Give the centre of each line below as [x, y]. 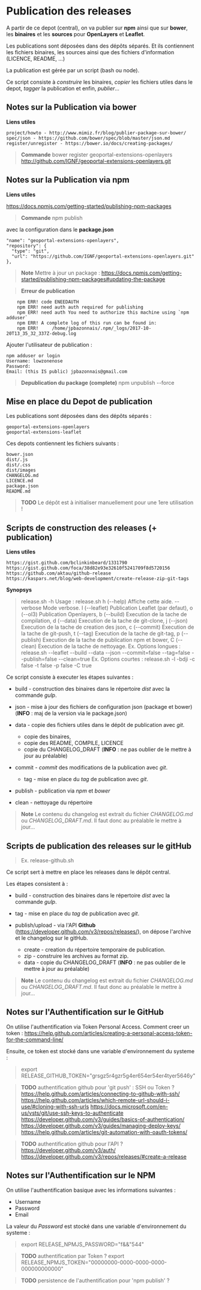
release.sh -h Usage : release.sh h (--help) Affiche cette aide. [97, 602]
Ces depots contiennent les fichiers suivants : [63, 443]
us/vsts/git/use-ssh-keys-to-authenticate [72, 1113]
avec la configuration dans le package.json [60, 229]
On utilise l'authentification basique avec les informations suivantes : [91, 1190]
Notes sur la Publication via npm [68, 180]
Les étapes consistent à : [37, 884]
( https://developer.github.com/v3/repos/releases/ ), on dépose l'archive [103, 931]
